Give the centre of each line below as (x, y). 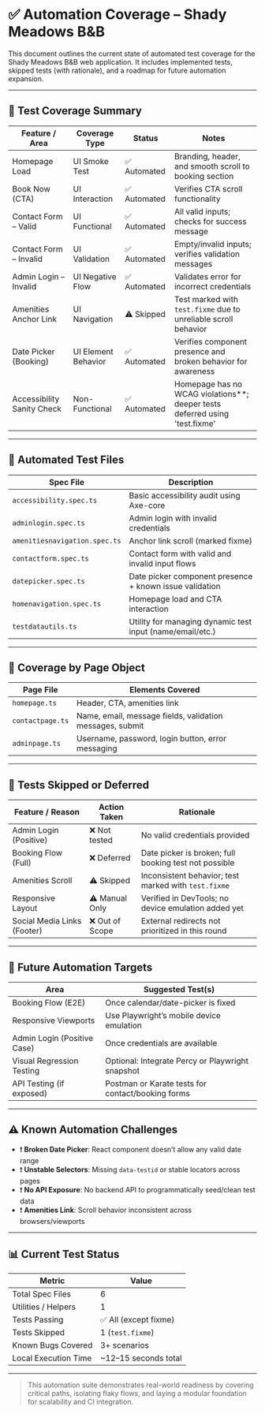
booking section (204, 176)
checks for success (210, 221)
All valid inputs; (202, 211)
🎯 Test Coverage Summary (75, 111)
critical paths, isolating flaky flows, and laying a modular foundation (137, 1393)
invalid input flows (162, 563)
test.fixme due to (207, 309)
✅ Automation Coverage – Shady (118, 15)
